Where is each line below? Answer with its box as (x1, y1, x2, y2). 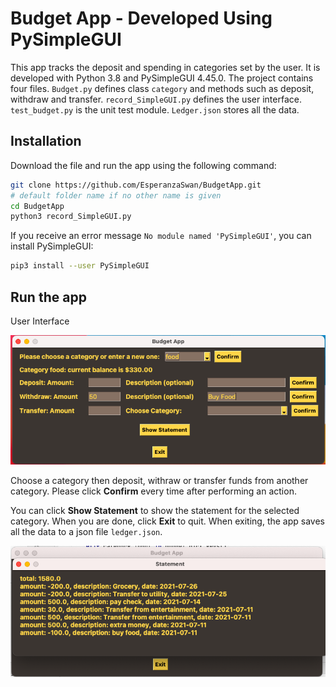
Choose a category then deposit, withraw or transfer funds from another (10, 474, 309, 486)
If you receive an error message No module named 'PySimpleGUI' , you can (10, 230, 312, 242)
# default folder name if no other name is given (10, 190, 222, 201)
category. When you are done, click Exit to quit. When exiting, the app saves (10, 515, 325, 527)
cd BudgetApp (10, 201, 65, 211)
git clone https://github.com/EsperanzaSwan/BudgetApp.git (10, 180, 262, 190)
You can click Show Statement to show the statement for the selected (10, 504, 300, 516)
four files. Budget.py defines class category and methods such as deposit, (10, 82, 315, 94)
